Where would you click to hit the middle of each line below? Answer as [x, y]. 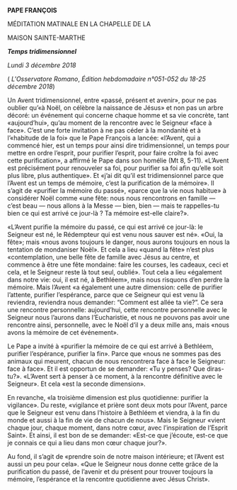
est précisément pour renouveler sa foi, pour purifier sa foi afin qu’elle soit [115, 168]
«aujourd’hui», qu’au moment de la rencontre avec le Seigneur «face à [110, 123]
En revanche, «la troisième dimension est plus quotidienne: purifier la [108, 397]
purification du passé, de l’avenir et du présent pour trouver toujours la [110, 472]
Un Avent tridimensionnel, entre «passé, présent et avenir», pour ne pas [112, 100]
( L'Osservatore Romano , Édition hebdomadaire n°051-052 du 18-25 [107, 79]
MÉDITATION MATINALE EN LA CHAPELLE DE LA [79, 24]
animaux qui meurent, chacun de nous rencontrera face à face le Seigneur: [117, 361]
